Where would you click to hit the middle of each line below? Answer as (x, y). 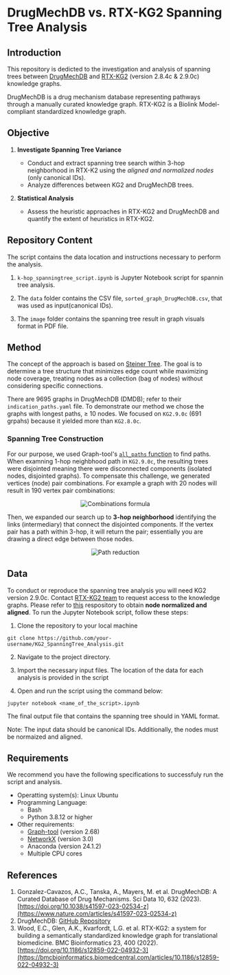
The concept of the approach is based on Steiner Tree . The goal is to (105, 364)
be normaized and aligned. (45, 737)
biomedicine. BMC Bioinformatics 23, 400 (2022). (88, 943)
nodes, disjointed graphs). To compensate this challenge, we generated (108, 476)
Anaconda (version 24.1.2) (64, 847)
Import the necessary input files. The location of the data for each (110, 670)
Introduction (34, 53)
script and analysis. (35, 782)
